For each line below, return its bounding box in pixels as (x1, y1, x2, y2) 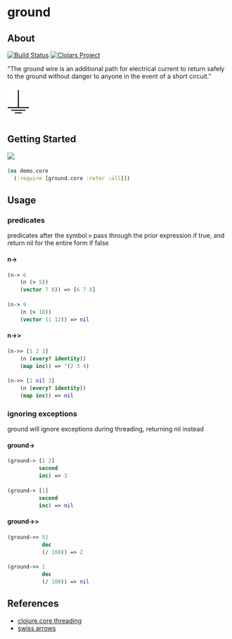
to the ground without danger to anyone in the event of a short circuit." (7, 72, 212, 80)
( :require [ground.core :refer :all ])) (13, 175, 131, 182)
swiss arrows (17, 624, 56, 632)
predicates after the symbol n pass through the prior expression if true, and (7, 232, 225, 240)
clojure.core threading (17, 616, 82, 625)
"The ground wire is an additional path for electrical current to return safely (7, 65, 225, 72)
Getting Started (7, 133, 77, 145)
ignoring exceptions (7, 409, 77, 419)
